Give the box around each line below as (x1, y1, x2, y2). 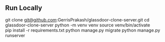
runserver (5, 32, 25, 38)
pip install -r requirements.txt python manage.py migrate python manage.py (5, 27, 161, 33)
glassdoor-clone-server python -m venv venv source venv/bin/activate (5, 22, 151, 28)
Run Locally (5, 4, 42, 12)
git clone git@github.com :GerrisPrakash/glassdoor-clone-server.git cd (5, 17, 150, 22)
